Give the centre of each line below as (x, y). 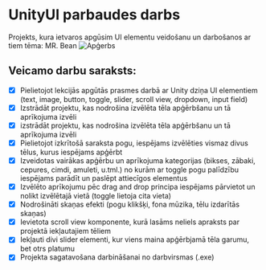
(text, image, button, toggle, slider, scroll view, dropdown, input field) (134, 99)
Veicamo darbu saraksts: (72, 71)
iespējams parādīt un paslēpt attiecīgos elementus (104, 178)
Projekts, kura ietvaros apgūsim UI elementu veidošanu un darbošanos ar (130, 37)
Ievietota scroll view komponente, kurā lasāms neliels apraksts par (129, 222)
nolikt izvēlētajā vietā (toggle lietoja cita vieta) (95, 196)
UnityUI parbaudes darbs (94, 15)
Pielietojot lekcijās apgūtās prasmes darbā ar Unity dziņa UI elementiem (139, 90)
